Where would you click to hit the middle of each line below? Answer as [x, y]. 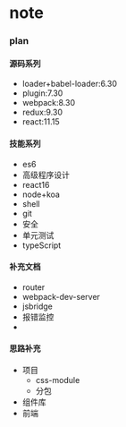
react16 [36, 184]
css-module [58, 380]
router [34, 287]
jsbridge [38, 306]
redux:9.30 [42, 112]
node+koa [41, 194]
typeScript [42, 245]
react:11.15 [41, 122]
